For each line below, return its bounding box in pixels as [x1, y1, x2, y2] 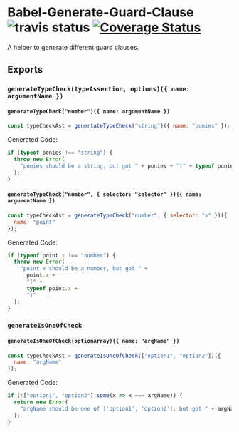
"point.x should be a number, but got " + [20, 265, 148, 272]
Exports [7, 63, 43, 76]
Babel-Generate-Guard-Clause [7, 4, 194, 21]
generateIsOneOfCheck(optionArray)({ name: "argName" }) [7, 337, 180, 344]
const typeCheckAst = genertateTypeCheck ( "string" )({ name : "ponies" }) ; [7, 123, 231, 130]
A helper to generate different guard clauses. [7, 43, 139, 51]
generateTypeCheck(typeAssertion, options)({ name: [7, 85, 191, 93]
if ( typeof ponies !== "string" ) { [7, 149, 113, 157]
